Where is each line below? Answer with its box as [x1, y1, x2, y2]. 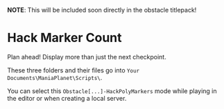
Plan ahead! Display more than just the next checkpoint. [7, 52, 166, 61]
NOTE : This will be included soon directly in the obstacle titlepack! [7, 6, 197, 14]
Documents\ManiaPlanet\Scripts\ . [7, 73, 103, 81]
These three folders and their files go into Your [7, 66, 140, 75]
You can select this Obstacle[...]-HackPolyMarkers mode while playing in [7, 86, 217, 95]
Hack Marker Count [7, 30, 123, 46]
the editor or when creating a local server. [7, 94, 127, 102]
